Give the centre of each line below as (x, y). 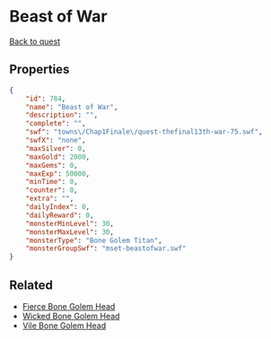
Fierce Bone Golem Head (69, 306)
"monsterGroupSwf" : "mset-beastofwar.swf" (106, 248)
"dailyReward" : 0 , (60, 215)
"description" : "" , (62, 115)
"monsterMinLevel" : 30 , (70, 223)
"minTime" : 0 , (52, 182)
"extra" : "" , (50, 199)
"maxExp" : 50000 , (58, 174)
